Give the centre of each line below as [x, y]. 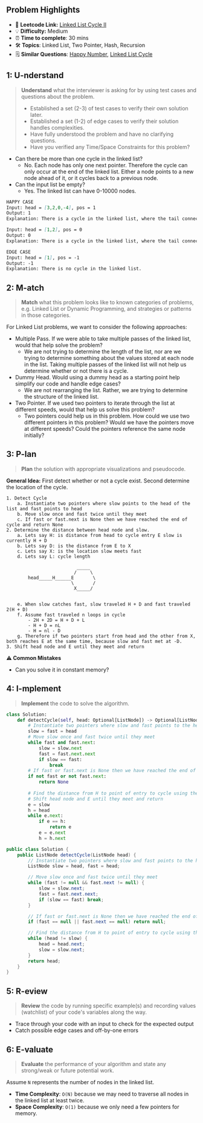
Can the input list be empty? [50, 184]
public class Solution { [37, 849]
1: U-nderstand [35, 75]
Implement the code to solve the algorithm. [75, 703]
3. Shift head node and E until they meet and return [76, 647]
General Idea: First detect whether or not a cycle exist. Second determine [98, 481]
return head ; [44, 961]
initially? [34, 435]
